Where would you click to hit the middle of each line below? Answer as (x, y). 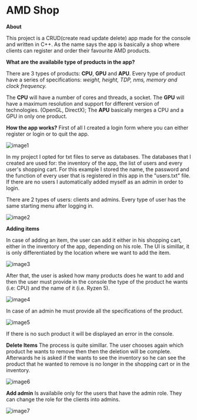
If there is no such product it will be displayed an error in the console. (90, 333)
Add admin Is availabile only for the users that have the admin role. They (94, 393)
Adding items (23, 228)
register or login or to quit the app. (48, 134)
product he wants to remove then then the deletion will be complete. (89, 351)
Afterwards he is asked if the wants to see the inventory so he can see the (96, 357)
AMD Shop (33, 10)
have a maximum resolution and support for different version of (83, 103)
